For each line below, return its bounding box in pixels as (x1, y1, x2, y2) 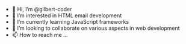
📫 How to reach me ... (11, 32, 68, 38)
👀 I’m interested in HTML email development (11, 12, 122, 19)
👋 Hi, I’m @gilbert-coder (11, 6, 72, 12)
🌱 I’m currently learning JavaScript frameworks (11, 18, 129, 25)
